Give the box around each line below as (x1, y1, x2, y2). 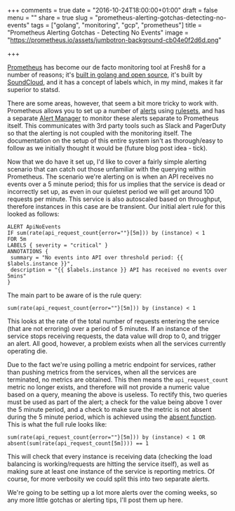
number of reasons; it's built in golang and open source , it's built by (7, 70, 203, 79)
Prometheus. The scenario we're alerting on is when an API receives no (7, 172, 214, 181)
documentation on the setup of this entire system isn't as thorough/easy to (7, 136, 223, 145)
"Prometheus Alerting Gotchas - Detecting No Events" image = (7, 28, 189, 37)
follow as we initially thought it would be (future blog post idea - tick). (7, 144, 208, 152)
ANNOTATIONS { (7, 248, 49, 255)
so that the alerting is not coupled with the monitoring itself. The (7, 129, 192, 137)
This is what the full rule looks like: (7, 420, 107, 428)
